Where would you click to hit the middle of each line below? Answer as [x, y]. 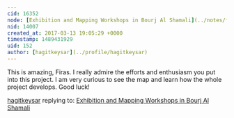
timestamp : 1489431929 [40, 40]
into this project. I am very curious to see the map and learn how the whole [115, 79]
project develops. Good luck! [49, 87]
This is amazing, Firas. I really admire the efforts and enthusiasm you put [111, 72]
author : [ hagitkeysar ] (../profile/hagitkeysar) [78, 53]
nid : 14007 [23, 26]
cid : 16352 [23, 14]
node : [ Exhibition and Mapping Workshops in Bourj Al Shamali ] [101, 20]
